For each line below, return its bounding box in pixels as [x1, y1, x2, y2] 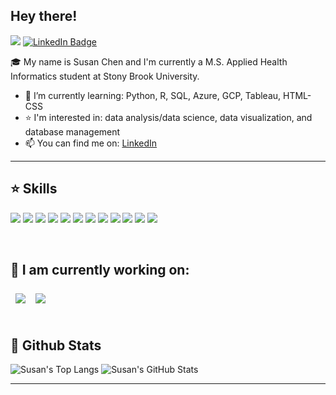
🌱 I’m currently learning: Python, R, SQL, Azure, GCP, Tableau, [24, 89, 282, 101]
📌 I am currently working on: [10, 262, 190, 279]
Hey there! [10, 8, 78, 25]
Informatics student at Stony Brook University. [10, 70, 200, 82]
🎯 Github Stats [10, 337, 102, 354]
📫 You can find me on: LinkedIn [24, 137, 158, 149]
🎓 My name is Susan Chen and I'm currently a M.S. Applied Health [10, 55, 288, 68]
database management [24, 125, 121, 138]
